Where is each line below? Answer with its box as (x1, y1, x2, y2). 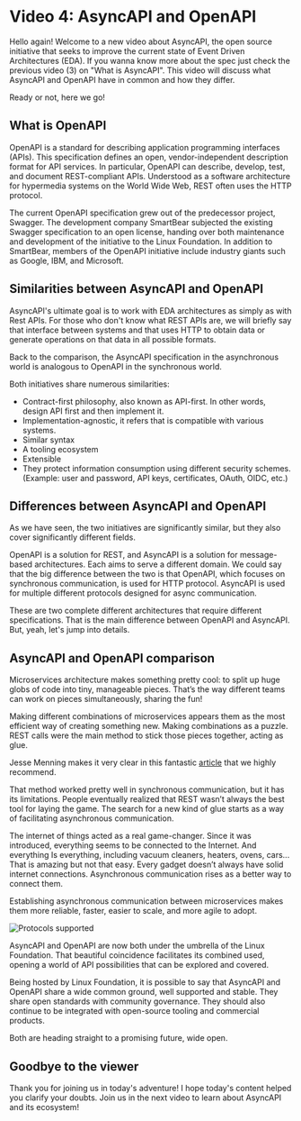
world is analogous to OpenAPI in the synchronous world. (9, 360, 223, 371)
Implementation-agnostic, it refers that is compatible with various (22, 415, 264, 425)
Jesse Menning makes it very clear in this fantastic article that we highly (9, 757, 277, 768)
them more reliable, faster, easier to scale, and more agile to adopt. (9, 906, 258, 916)
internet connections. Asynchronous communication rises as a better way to (9, 869, 292, 879)
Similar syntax (22, 434, 75, 445)
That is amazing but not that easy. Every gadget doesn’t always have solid (9, 859, 284, 870)
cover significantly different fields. (9, 532, 137, 542)
